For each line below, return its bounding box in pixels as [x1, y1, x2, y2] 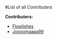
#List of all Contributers [5, 4, 53, 10]
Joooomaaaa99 [12, 29, 44, 34]
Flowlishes [12, 23, 34, 29]
